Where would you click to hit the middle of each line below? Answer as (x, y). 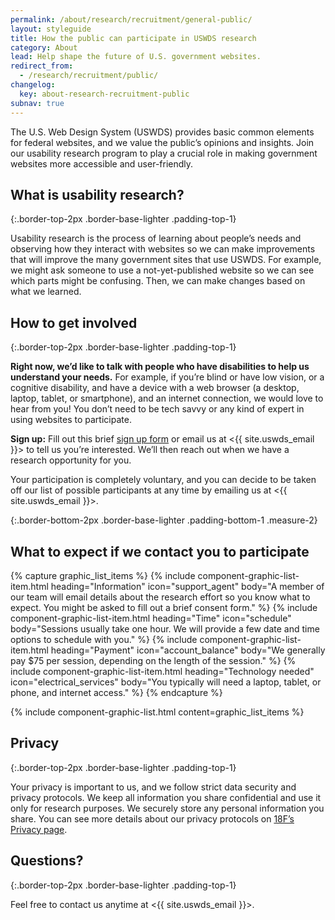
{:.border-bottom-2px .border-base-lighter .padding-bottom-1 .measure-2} (164, 520)
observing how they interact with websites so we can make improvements (163, 249)
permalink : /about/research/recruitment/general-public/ (131, 19)
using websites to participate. (71, 420)
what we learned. (46, 292)
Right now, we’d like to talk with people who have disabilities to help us (160, 367)
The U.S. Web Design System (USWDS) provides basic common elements (162, 132)
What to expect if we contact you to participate (160, 551)
